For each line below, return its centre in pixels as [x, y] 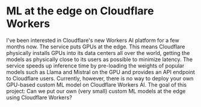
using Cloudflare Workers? [39, 97]
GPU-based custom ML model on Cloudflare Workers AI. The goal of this [97, 84]
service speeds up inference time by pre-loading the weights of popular [95, 65]
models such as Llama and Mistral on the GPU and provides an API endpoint [101, 72]
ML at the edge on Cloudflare [80, 11]
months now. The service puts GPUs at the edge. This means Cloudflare [96, 47]
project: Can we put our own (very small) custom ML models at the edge [96, 91]
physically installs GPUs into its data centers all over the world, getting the [98, 53]
